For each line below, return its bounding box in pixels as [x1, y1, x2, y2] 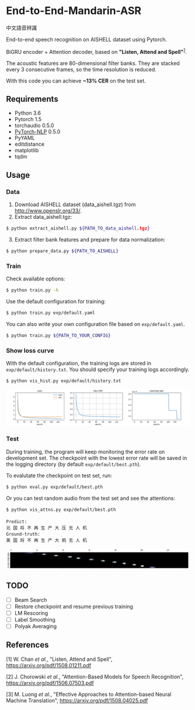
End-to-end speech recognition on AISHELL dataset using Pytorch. [6, 36, 168, 43]
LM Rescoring [14, 609, 48, 616]
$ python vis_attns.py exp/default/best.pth [6, 506, 116, 513]
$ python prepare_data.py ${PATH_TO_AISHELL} [6, 248, 119, 254]
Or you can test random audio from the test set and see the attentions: [6, 495, 175, 502]
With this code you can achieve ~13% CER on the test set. [6, 77, 146, 84]
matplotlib [14, 147, 39, 154]
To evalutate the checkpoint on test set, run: [6, 472, 112, 479]
